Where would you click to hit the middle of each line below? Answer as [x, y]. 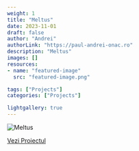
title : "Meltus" [30, 20]
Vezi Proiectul [27, 140]
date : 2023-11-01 [32, 26]
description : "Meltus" [39, 52]
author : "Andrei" [32, 39]
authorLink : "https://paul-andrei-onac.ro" [70, 45]
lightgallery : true [35, 108]
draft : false [26, 32]
